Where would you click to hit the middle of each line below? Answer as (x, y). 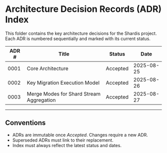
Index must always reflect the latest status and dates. (67, 145)
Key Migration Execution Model (63, 83)
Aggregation (41, 100)
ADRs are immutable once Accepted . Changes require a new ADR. (80, 135)
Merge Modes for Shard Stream (64, 94)
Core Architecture (47, 68)
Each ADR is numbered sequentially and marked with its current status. (78, 39)
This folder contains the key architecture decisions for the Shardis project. (81, 33)
